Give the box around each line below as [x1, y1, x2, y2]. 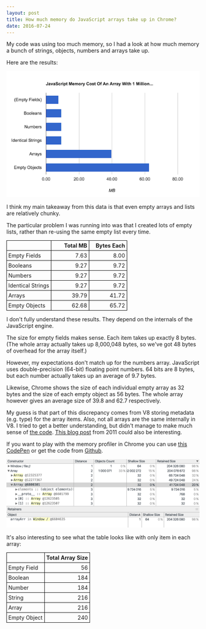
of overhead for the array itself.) [6, 347, 87, 354]
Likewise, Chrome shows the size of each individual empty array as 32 [6, 384, 185, 391]
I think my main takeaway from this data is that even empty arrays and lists [6, 203, 195, 210]
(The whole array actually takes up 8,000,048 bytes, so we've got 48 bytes [6, 340, 196, 348]
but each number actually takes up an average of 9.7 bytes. [6, 372, 157, 379]
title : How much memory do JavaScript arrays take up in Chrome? [6, 16, 177, 23]
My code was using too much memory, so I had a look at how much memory [6, 41, 199, 48]
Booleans [8, 262, 32, 269]
